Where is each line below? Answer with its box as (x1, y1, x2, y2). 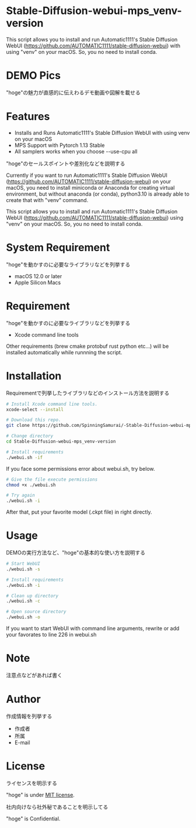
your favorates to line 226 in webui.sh (6, 631, 97, 638)
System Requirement (6, 241, 110, 254)
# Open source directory (6, 609, 66, 615)
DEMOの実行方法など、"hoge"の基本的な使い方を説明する (6, 549, 146, 556)
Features (6, 110, 50, 124)
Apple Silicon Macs (14, 279, 61, 286)
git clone (6, 423, 30, 429)
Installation (6, 369, 62, 382)
